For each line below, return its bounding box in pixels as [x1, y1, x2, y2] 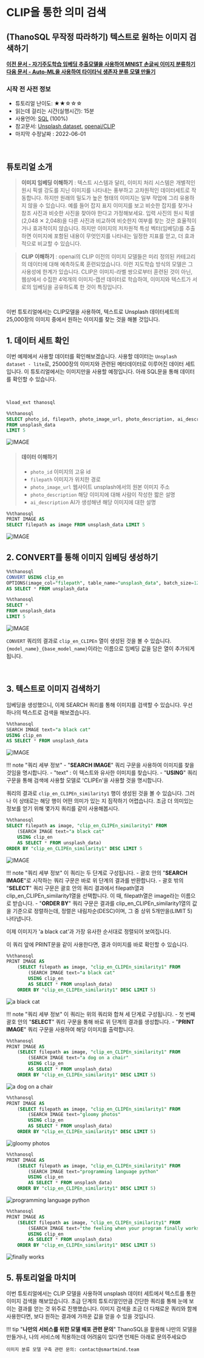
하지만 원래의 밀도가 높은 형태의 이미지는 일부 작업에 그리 [44, 194, 178, 202]
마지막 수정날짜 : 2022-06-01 [15, 130, 86, 138]
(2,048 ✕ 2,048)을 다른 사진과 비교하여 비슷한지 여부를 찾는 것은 [21, 217, 176, 224]
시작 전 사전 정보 [6, 85, 51, 93]
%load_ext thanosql [6, 399, 56, 405]
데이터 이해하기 [21, 453, 58, 460]
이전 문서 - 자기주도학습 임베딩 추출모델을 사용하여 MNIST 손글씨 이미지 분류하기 [6, 60, 195, 68]
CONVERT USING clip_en [6, 574, 64, 580]
